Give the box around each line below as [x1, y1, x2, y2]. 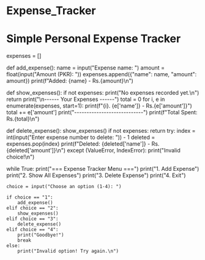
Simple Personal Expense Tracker [6, 32, 181, 46]
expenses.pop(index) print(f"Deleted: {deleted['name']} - [6, 140, 151, 148]
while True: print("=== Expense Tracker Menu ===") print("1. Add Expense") [6, 165, 199, 173]
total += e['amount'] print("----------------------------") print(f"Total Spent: [6, 109, 198, 116]
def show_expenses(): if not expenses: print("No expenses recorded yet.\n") [6, 89, 199, 97]
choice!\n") [6, 153, 35, 160]
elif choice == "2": [6, 205, 59, 211]
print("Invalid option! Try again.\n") [17, 248, 119, 254]
